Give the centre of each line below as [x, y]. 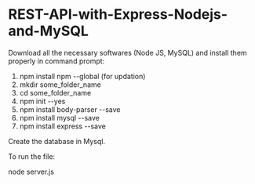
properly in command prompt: [56, 61]
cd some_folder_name [55, 92]
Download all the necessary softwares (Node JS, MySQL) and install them [127, 52]
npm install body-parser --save [70, 109]
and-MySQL [48, 31]
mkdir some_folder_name [60, 85]
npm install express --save [62, 126]
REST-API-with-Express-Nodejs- [118, 14]
